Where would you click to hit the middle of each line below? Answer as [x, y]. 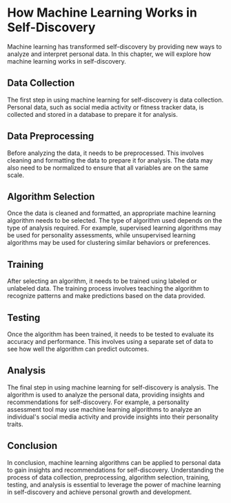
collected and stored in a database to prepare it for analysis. [92, 114]
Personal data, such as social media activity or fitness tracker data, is [106, 107]
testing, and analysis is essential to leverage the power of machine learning [114, 484]
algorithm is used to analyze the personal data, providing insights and [106, 394]
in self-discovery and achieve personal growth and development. [99, 492]
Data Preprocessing [51, 136]
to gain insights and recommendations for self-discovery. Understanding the [115, 470]
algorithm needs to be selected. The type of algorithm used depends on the [115, 221]
